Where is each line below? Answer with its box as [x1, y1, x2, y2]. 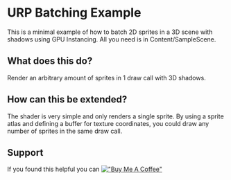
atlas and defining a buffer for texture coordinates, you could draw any [7, 119, 209, 127]
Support [7, 147, 44, 159]
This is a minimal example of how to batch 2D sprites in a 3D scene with [7, 28, 213, 36]
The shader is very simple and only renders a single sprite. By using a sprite [7, 112, 224, 120]
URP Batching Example [7, 5, 142, 21]
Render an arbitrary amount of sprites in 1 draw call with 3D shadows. [7, 73, 206, 82]
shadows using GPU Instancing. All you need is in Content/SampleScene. [7, 35, 216, 43]
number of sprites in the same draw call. [7, 127, 123, 135]
